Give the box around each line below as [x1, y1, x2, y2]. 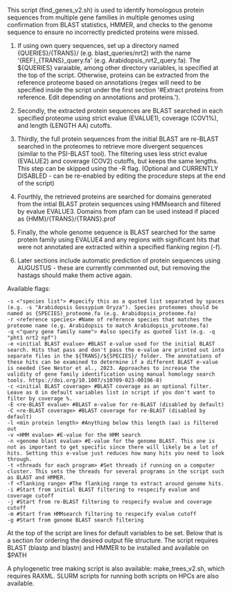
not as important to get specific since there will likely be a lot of [7, 444, 218, 451]
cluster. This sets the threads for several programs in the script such [7, 468, 225, 475]
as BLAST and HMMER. [7, 474, 67, 481]
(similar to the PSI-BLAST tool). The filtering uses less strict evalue [17, 149, 208, 158]
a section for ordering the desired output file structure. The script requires [7, 536, 219, 544]
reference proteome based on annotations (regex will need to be [17, 78, 202, 86]
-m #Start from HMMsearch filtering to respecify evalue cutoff [7, 510, 197, 517]
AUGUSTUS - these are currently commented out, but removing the [17, 264, 211, 272]
